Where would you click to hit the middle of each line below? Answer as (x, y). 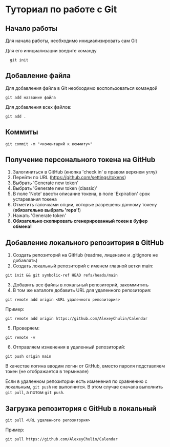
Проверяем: (26, 328)
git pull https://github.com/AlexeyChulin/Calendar (61, 439)
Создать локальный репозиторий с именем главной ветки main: (83, 266)
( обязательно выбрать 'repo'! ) (47, 210)
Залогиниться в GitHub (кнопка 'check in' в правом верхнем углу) (85, 172)
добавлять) (25, 261)
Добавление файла (38, 76)
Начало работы (31, 28)
